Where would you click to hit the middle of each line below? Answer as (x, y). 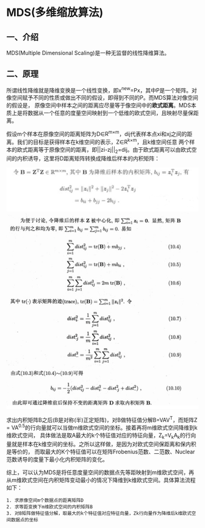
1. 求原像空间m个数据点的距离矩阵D (45, 500)
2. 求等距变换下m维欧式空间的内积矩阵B (50, 507)
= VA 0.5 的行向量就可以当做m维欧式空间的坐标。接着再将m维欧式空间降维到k (102, 427)
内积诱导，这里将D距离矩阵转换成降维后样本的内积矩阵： (88, 158)
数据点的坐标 (24, 520)
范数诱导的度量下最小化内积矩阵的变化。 (57, 459)
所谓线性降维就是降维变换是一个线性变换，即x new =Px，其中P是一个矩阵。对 (102, 89)
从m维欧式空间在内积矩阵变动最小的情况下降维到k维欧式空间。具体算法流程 (101, 480)
